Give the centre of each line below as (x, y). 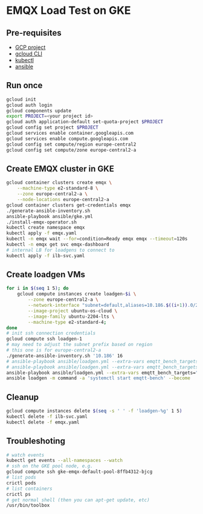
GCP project (30, 47)
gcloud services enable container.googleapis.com (70, 133)
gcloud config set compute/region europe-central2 (71, 144)
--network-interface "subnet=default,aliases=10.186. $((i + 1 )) (108, 306)
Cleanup (23, 397)
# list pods (21, 478)
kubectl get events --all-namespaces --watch (64, 461)
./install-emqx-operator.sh (42, 222)
